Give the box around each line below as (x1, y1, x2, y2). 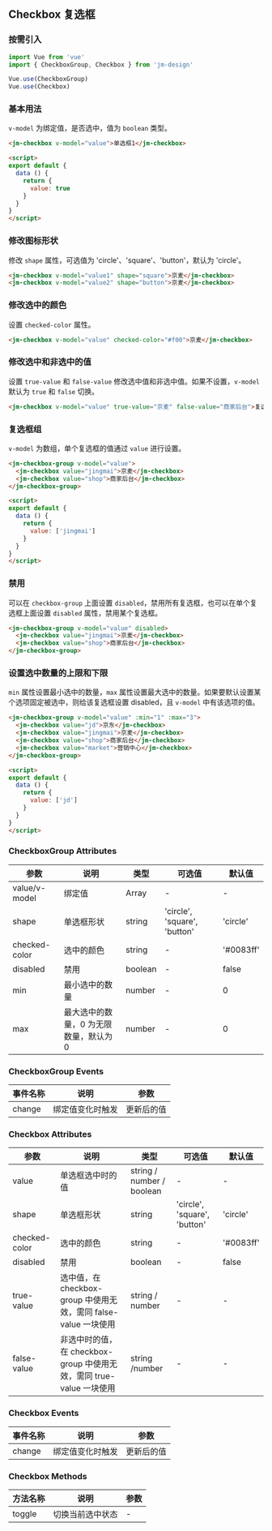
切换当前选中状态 (53, 1509, 119, 1520)
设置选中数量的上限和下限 (8, 667, 108, 679)
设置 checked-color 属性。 (8, 319, 96, 329)
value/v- (12, 882, 46, 894)
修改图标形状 (8, 235, 59, 247)
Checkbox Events (8, 1408, 79, 1419)
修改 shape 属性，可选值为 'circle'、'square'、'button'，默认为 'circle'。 (8, 255, 246, 265)
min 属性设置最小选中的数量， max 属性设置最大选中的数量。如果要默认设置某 (8, 688, 261, 697)
